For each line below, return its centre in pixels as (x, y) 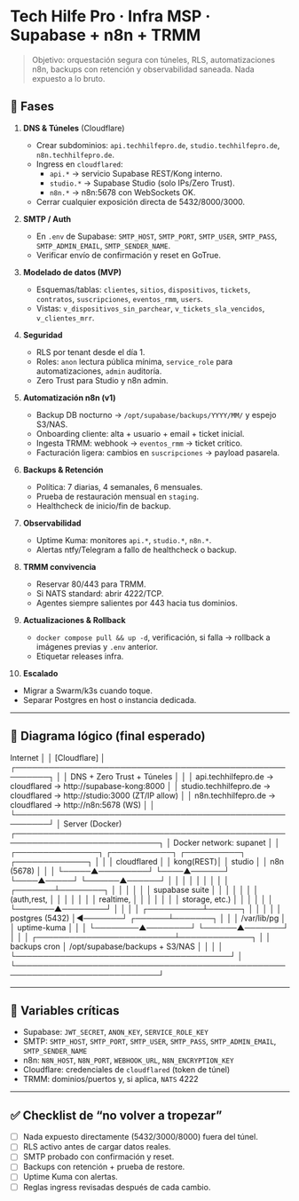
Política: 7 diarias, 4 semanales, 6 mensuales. (119, 486)
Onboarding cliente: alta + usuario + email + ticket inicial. (140, 433)
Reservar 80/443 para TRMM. (91, 584)
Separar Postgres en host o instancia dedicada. (110, 699)
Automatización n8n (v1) (69, 398)
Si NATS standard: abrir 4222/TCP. (100, 593)
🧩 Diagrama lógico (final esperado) (108, 736)
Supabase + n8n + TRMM (106, 35)
